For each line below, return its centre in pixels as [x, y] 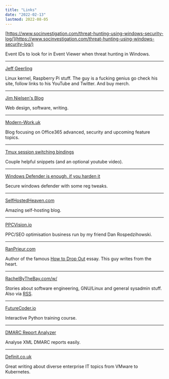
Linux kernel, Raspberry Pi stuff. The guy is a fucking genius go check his [81, 78]
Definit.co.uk [18, 357]
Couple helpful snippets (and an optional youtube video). [64, 162]
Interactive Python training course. [41, 318]
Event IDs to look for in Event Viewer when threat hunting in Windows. [78, 54]
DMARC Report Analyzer [31, 333]
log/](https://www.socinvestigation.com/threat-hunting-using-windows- [80, 39]
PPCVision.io [19, 225]
